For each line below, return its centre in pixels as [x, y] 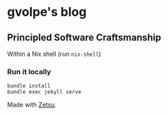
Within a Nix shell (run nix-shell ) [54, 54]
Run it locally [29, 72]
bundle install [29, 86]
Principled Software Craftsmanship [84, 38]
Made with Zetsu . [32, 105]
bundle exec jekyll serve [44, 92]
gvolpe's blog [47, 12]
